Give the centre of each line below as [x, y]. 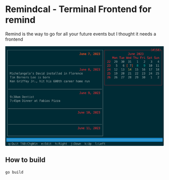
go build [14, 172]
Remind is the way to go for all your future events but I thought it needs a [81, 34]
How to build [25, 160]
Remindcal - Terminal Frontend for [78, 9]
